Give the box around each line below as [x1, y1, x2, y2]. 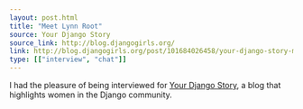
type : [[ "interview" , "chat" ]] [9, 55, 127, 64]
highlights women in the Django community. [9, 89, 173, 100]
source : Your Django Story [9, 30, 111, 39]
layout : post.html [9, 13, 78, 23]
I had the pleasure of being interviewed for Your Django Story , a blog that [9, 80, 281, 90]
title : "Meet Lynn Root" [9, 22, 103, 31]
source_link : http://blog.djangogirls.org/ [9, 38, 176, 48]
